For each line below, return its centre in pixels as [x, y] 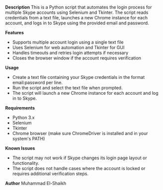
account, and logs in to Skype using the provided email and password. [77, 23]
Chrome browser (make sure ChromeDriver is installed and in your [80, 133]
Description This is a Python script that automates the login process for [79, 7]
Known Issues [20, 148]
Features [14, 32]
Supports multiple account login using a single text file [68, 42]
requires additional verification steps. [50, 174]
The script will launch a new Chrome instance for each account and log [85, 93]
